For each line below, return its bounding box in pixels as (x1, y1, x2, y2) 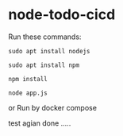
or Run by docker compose (8, 103, 98, 112)
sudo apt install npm (8, 61, 80, 69)
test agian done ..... (8, 118, 71, 128)
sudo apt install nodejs (8, 47, 90, 55)
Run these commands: (8, 32, 82, 41)
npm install (8, 75, 48, 83)
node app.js (8, 89, 48, 97)
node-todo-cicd (8, 6, 116, 24)
